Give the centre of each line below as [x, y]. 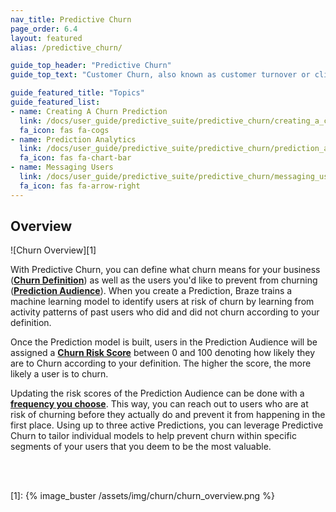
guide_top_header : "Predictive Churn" [91, 66]
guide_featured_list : [55, 102]
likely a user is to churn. [59, 374]
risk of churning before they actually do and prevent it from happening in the [168, 415]
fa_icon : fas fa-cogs [64, 130]
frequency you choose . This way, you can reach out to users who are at [159, 404]
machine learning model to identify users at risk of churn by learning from [162, 302]
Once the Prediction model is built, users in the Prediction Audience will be [164, 342]
